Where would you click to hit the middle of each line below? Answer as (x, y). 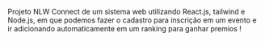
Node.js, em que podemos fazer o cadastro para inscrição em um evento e (132, 20)
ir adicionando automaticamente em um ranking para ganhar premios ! (124, 29)
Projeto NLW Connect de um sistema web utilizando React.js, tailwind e (126, 12)
